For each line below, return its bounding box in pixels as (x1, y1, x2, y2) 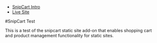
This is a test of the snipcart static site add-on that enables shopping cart (5, 28, 152, 33)
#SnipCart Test (5, 19, 35, 24)
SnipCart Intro (12, 4, 40, 10)
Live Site (12, 9, 30, 15)
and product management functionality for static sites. (5, 33, 114, 38)
